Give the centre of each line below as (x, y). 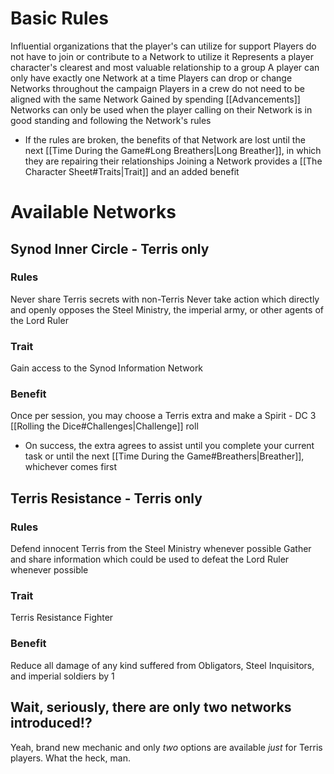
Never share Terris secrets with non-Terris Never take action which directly (165, 299)
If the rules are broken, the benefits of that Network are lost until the (165, 139)
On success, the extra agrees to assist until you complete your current (169, 446)
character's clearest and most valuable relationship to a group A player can (165, 67)
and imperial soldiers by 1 (62, 676)
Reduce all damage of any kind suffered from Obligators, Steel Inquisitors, (162, 665)
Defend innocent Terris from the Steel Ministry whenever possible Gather (161, 549)
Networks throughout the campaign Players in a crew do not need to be (157, 88)
